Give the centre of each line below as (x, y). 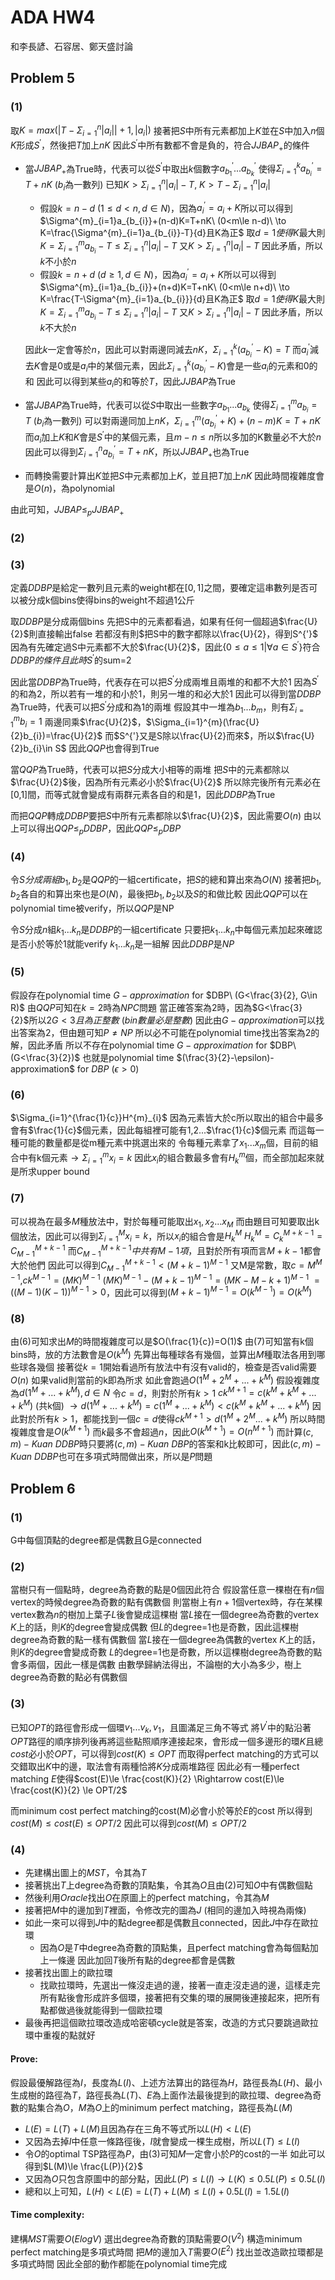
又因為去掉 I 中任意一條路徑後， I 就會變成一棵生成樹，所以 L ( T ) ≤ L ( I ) (162, 2141)
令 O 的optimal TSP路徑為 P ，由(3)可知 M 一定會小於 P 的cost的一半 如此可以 (175, 2153)
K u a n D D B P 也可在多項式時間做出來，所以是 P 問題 (111, 1457)
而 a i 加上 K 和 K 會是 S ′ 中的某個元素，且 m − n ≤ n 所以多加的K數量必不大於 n (173, 437)
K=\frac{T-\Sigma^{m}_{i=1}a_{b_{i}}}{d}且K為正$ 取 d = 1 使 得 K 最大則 (182, 299)
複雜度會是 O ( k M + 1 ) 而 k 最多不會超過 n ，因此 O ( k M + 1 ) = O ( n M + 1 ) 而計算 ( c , (162, 1431)
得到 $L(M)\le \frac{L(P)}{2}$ (83, 2166)
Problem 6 (43, 1488)
